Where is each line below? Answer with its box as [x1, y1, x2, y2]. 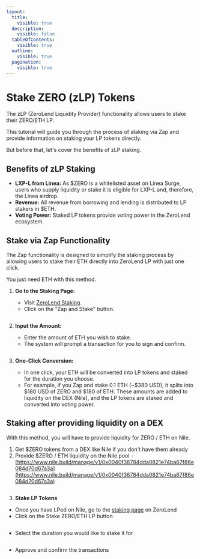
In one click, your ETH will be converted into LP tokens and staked [23, 369, 188, 376]
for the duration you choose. [23, 375, 95, 382]
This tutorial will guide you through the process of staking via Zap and [6, 128, 179, 136]
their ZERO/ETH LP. [6, 116, 55, 124]
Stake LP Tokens [14, 494, 58, 501]
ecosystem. [14, 218, 44, 225]
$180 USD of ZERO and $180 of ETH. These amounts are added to [23, 388, 188, 395]
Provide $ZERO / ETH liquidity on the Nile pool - [14, 452, 134, 459]
